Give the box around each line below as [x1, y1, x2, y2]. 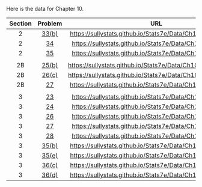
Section [9, 19, 32, 28]
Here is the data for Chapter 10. [6, 5, 84, 12]
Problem [37, 19, 63, 28]
